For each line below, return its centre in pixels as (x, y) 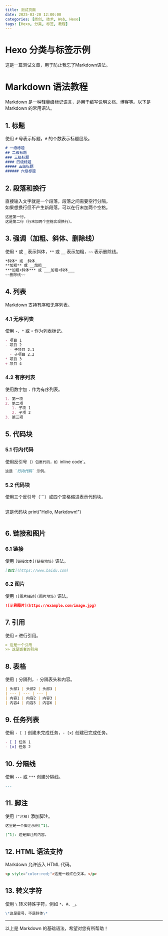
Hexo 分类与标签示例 (48, 50)
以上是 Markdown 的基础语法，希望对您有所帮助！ (57, 928)
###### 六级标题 (20, 171)
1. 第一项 (14, 399)
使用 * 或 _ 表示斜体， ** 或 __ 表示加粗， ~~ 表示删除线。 (63, 252)
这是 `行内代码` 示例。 (26, 471)
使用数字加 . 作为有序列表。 (34, 389)
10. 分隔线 (20, 764)
